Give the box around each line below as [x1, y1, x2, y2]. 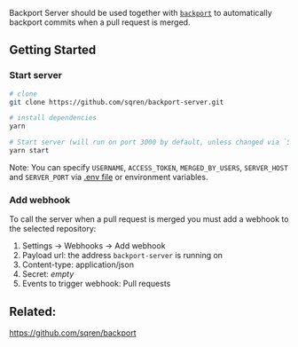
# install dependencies [9, 114, 98, 122]
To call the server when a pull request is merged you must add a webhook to [9, 214, 289, 225]
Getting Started [9, 43, 97, 58]
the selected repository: [9, 224, 97, 234]
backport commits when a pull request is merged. [9, 17, 191, 28]
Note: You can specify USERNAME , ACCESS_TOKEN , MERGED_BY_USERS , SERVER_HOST [9, 162, 288, 172]
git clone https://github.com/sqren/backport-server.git [9, 98, 224, 106]
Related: [9, 304, 57, 319]
